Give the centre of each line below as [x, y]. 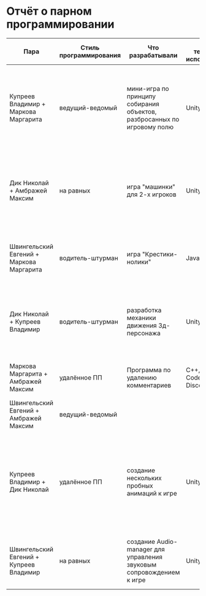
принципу [141, 96]
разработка [144, 310]
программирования [90, 55]
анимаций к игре [152, 493]
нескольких [144, 478]
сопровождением [153, 572]
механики [141, 318]
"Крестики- [160, 254]
